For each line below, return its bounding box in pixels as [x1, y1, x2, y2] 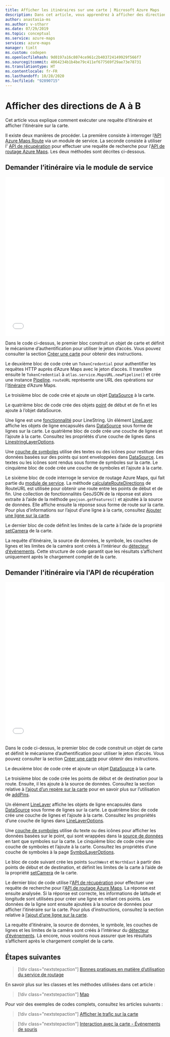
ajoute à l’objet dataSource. [5, 407, 62, 413]
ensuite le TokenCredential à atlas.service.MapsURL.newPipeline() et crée [5, 371, 161, 378]
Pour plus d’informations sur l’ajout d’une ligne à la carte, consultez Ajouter [5, 507, 162, 513]
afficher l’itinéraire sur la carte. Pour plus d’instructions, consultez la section [5, 906, 164, 913]
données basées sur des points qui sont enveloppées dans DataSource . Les [5, 454, 164, 460]
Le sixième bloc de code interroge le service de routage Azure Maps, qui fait [5, 475, 165, 481]
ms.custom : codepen [5, 50, 47, 55]
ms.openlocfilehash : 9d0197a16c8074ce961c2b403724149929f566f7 [5, 54, 142, 60]
